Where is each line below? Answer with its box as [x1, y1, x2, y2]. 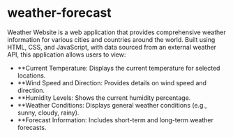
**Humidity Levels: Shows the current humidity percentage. [17, 93, 191, 102]
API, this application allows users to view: [7, 50, 126, 59]
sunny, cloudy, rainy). [17, 108, 80, 117]
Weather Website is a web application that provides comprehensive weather [7, 28, 226, 36]
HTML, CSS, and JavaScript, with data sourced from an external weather [7, 43, 217, 51]
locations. [17, 71, 46, 80]
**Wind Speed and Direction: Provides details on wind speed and [17, 78, 207, 87]
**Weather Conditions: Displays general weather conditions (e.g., [17, 101, 207, 109]
